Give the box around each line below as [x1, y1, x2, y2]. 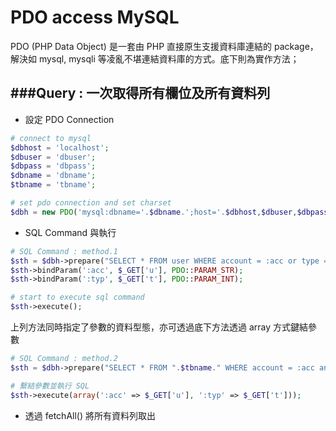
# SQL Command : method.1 [10, 246, 118, 256]
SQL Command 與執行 [24, 226, 117, 238]
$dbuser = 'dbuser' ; [10, 152, 97, 162]
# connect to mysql [10, 133, 92, 143]
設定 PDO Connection [24, 113, 115, 125]
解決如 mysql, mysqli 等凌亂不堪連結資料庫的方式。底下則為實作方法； [10, 52, 300, 65]
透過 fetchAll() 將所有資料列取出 [24, 409, 156, 421]
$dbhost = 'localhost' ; [10, 142, 110, 153]
